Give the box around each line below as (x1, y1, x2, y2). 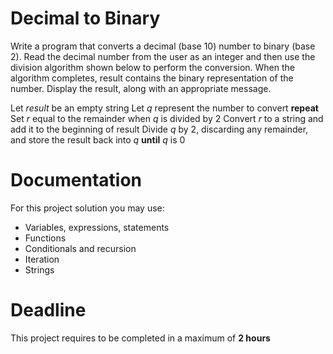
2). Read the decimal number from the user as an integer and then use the (10, 50, 316, 62)
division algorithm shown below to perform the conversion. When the (10, 61, 296, 73)
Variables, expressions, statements (24, 221, 170, 233)
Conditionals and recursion (24, 242, 137, 254)
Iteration (24, 253, 60, 265)
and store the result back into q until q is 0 (10, 133, 186, 146)
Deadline (10, 299, 87, 322)
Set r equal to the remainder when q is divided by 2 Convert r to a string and (10, 112, 324, 124)
